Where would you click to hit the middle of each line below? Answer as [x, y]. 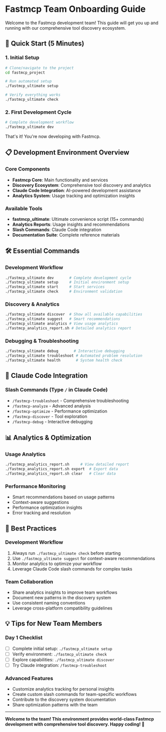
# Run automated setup [28, 81]
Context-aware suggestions [41, 502]
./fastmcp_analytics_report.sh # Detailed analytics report [68, 328]
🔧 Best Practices [31, 528]
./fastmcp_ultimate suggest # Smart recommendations [63, 319]
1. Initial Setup [22, 58]
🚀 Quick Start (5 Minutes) [45, 44]
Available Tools [24, 208]
